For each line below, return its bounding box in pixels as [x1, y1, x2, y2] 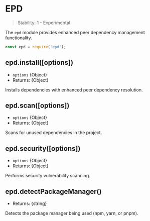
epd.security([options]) [5, 144, 81, 153]
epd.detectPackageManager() [5, 187, 102, 196]
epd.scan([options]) [5, 101, 70, 110]
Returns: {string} [12, 200, 47, 206]
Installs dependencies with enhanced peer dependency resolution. [5, 86, 143, 93]
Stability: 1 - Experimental [17, 20, 70, 26]
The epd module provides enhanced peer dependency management [5, 29, 145, 35]
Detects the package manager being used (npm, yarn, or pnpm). [5, 210, 138, 216]
